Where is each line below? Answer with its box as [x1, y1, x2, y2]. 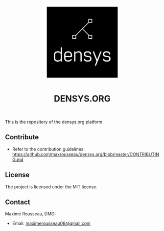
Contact [5, 198, 30, 206]
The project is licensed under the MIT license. [5, 183, 98, 190]
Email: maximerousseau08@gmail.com [12, 220, 91, 227]
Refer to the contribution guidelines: [12, 146, 85, 152]
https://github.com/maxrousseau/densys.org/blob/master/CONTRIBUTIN [12, 151, 159, 157]
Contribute [5, 133, 39, 141]
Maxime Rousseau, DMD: [5, 211, 56, 217]
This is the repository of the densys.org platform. [5, 119, 104, 125]
